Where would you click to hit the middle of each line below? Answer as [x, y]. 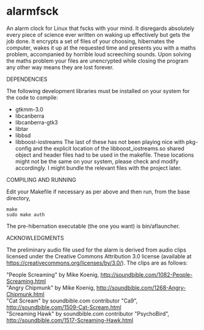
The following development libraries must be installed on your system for [98, 91]
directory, [18, 198]
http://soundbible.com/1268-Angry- [141, 287]
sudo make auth [26, 215]
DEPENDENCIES [27, 79]
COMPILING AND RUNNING [41, 179]
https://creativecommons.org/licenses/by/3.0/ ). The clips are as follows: [97, 263]
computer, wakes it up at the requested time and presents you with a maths [101, 48]
